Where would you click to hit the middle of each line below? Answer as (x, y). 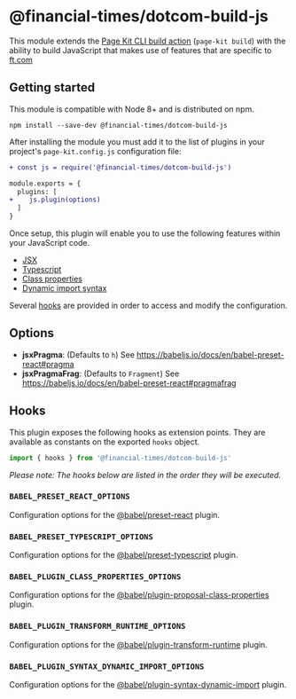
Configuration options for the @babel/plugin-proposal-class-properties (139, 595)
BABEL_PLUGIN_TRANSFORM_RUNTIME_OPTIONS (97, 626)
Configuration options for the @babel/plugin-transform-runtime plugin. (138, 644)
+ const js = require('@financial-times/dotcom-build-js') (121, 167)
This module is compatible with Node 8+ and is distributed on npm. (132, 109)
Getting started (52, 87)
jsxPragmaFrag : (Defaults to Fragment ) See (101, 373)
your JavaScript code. (50, 243)
